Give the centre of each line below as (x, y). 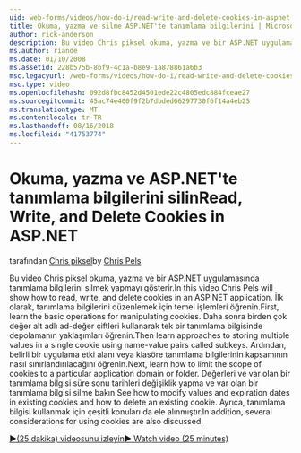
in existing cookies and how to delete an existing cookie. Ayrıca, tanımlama (147, 402)
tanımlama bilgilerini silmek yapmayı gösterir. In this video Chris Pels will (141, 287)
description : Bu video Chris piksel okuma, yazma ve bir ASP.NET (133, 43)
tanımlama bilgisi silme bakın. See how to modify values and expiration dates (150, 392)
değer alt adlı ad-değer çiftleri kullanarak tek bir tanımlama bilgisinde (136, 326)
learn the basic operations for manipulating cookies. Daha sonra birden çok (148, 316)
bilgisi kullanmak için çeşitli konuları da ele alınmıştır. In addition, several (141, 411)
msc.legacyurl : (38, 76)
